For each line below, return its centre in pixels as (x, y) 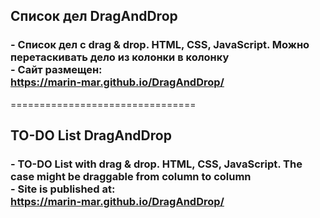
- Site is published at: (63, 189)
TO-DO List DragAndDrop (91, 135)
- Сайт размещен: (56, 70)
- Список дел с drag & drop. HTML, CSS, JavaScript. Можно (160, 45)
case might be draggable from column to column (131, 176)
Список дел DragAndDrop (94, 16)
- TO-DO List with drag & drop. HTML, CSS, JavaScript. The (156, 164)
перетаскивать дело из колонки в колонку (120, 57)
